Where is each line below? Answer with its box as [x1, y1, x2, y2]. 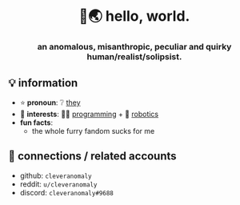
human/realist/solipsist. [86, 51, 182, 62]
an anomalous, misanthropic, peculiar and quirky [37, 42, 232, 53]
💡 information [8, 76, 78, 90]
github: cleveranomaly [19, 171, 92, 180]
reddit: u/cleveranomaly [19, 179, 98, 189]
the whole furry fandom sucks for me [31, 126, 155, 135]
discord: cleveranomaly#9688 [19, 187, 114, 197]
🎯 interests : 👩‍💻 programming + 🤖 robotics [19, 109, 158, 119]
